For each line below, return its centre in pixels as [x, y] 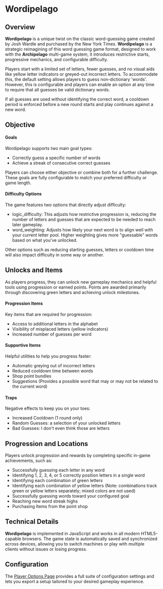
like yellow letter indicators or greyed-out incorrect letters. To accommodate [81, 74]
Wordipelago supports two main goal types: [49, 148]
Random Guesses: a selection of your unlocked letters [66, 423]
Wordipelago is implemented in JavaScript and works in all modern [72, 533]
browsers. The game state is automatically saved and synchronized [90, 539]
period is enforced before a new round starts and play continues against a [79, 104]
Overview [20, 27]
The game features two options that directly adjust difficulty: [66, 205]
